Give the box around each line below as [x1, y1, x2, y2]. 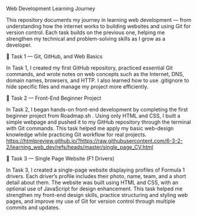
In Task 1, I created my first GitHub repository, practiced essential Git [6, 64, 173, 71]
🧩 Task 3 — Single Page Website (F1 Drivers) [6, 155, 115, 162]
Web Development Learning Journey [6, 5, 96, 12]
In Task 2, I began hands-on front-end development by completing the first [6, 106, 188, 113]
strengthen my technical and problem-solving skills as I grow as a [6, 35, 166, 42]
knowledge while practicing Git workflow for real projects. [6, 131, 147, 138]
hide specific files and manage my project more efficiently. [6, 83, 149, 90]
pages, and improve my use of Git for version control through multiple [6, 198, 176, 205]
